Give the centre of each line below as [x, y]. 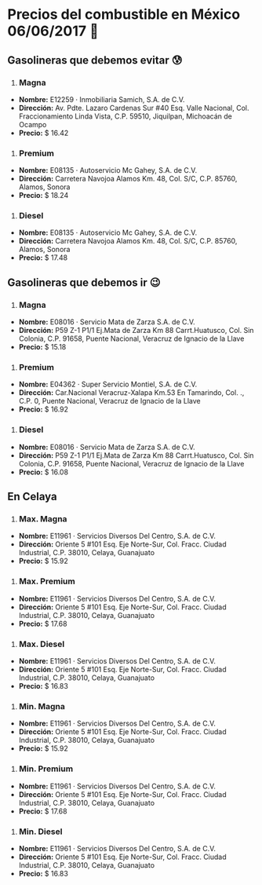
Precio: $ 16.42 [44, 133]
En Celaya [33, 497]
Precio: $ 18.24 [44, 196]
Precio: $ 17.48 [43, 258]
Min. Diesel [40, 832]
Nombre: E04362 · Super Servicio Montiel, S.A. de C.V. [108, 384]
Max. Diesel [42, 644]
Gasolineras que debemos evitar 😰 [95, 60]
